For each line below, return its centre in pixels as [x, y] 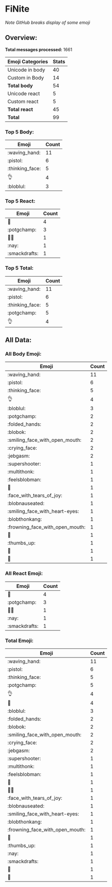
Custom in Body [26, 77]
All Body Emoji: [23, 354]
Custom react [23, 101]
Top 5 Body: [19, 132]
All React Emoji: [24, 573]
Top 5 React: [20, 201]
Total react [20, 109]
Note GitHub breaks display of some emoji [47, 22]
